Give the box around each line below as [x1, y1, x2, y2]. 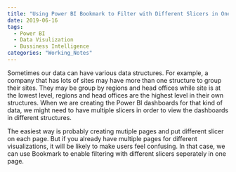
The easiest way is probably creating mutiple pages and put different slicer [7, 127, 224, 135]
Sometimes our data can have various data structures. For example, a [7, 68, 209, 77]
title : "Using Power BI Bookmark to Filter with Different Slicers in [7, 10, 218, 18]
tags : [7, 23, 23, 30]
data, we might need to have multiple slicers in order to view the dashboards [7, 106, 229, 114]
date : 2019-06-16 [7, 17, 58, 24]
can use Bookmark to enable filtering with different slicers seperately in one [7, 149, 227, 158]
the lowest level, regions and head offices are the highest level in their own [7, 91, 224, 99]
